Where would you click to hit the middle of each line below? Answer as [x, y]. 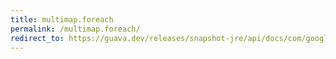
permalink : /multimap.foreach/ [75, 29]
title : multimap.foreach [62, 19]
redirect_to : [37, 38]
